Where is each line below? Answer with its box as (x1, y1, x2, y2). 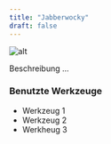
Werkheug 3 (21, 124, 68, 134)
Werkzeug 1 (21, 105, 66, 116)
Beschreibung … (9, 63, 69, 74)
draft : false (9, 21, 58, 30)
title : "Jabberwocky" (9, 12, 90, 22)
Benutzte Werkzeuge (9, 85, 103, 98)
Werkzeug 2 (21, 115, 67, 125)
